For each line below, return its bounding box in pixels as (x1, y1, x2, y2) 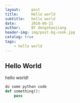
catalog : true (5, 35, 34, 40)
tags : (5, 39, 16, 44)
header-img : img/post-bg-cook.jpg (5, 30, 76, 35)
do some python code (5, 84, 47, 89)
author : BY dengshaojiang (5, 26, 67, 30)
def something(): (5, 89, 40, 94)
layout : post (5, 7, 40, 12)
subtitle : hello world (5, 16, 56, 21)
